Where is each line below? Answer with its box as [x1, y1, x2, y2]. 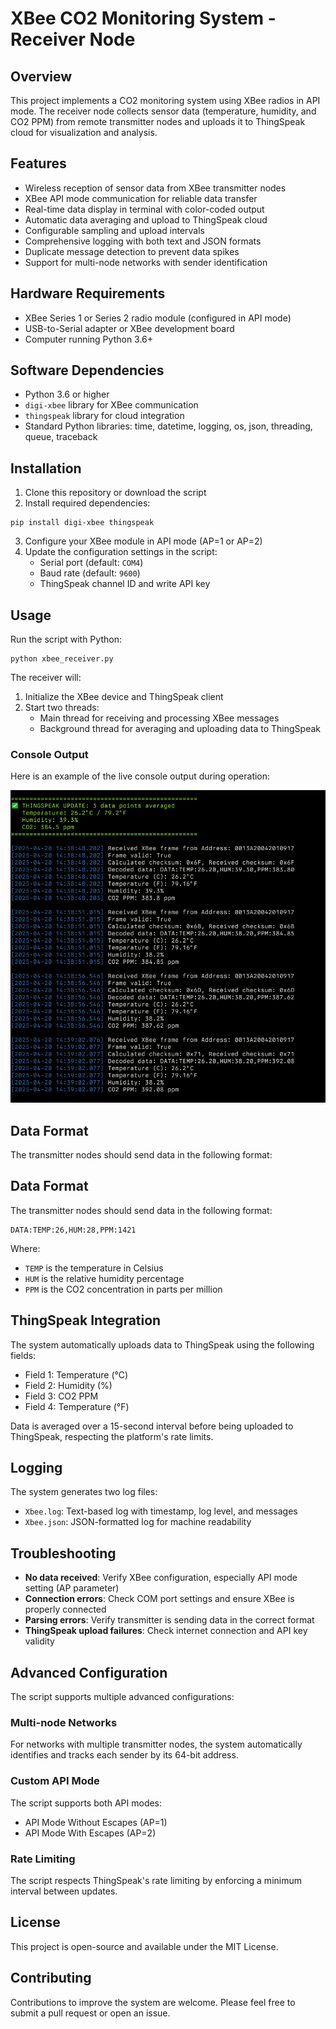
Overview [10, 68, 73, 85]
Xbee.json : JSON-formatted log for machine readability [24, 1516, 252, 1528]
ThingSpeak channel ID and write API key [39, 578, 211, 590]
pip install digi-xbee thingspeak [10, 518, 155, 528]
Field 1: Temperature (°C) [24, 1368, 129, 1381]
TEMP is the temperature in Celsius [24, 1262, 164, 1274]
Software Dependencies [10, 362, 165, 379]
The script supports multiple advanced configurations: [10, 1691, 235, 1703]
